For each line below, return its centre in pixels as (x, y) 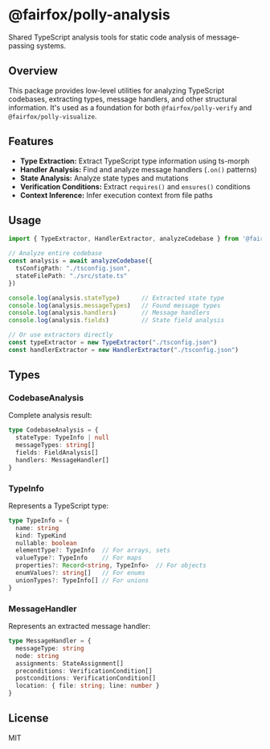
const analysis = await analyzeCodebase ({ (80, 261)
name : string (37, 528)
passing (21, 45)
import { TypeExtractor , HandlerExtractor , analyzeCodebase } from (124, 239)
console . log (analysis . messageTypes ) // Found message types (115, 305)
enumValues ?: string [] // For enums (81, 573)
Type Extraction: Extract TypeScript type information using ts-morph (135, 161)
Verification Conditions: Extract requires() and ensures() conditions (135, 186)
